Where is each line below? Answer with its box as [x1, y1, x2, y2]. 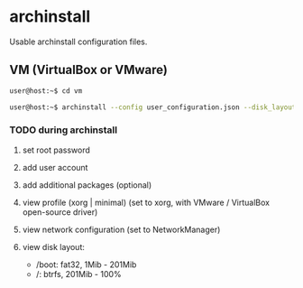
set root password [22, 144, 90, 155]
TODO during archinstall [9, 124, 118, 136]
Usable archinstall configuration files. [9, 36, 148, 47]
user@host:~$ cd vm [9, 86, 83, 96]
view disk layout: [22, 241, 86, 252]
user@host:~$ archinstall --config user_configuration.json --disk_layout [9, 102, 297, 112]
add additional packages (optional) [22, 179, 152, 190]
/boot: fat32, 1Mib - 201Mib [35, 259, 137, 270]
